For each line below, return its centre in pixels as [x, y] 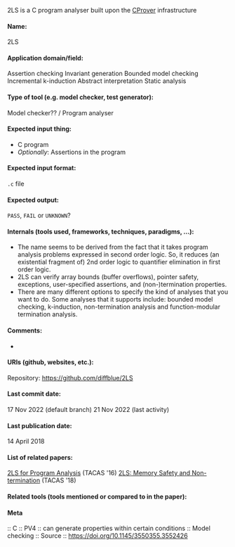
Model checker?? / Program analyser [61, 112]
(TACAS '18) [59, 480]
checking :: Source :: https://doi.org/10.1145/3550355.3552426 [98, 536]
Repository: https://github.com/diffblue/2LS [70, 378]
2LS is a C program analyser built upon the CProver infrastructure [102, 10]
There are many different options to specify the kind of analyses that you [123, 292]
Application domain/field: [46, 58]
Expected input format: [42, 168]
